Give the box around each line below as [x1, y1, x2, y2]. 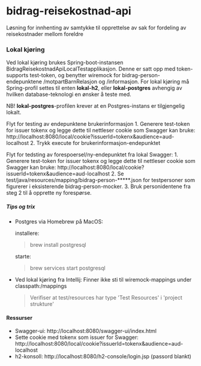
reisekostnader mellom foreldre [6, 30, 84, 37]
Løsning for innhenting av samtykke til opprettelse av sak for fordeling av [6, 24, 187, 31]
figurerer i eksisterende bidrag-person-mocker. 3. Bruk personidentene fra [6, 183, 191, 190]
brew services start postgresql [29, 265, 106, 272]
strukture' [29, 301, 54, 308]
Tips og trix [6, 202, 35, 210]
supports [6, 72, 29, 79]
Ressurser [6, 314, 33, 321]
